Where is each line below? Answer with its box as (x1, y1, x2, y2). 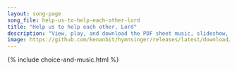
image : (7, 36, 27, 43)
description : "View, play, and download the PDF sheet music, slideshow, (7, 29, 229, 37)
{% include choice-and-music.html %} (7, 55, 119, 64)
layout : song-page (7, 10, 61, 17)
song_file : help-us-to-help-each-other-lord (7, 17, 140, 24)
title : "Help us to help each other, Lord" (7, 23, 138, 30)
